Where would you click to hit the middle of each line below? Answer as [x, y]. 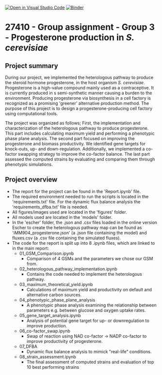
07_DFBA [28, 346]
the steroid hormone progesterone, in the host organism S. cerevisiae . [75, 82]
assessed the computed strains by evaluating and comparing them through [80, 159]
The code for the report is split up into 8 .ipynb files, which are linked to [83, 243]
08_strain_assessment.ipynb [48, 357]
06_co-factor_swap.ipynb [45, 331]
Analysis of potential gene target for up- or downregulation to [88, 321]
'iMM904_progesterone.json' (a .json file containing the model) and [79, 232]
